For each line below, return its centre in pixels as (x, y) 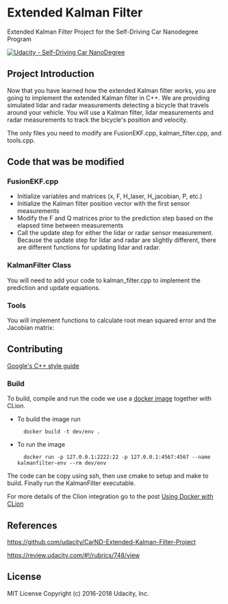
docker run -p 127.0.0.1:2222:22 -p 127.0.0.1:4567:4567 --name (117, 457)
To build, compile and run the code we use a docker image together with (110, 399)
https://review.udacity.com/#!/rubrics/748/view (74, 555)
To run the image (41, 445)
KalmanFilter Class (39, 265)
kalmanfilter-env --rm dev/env (62, 463)
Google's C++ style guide (43, 366)
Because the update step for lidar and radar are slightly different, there (117, 240)
